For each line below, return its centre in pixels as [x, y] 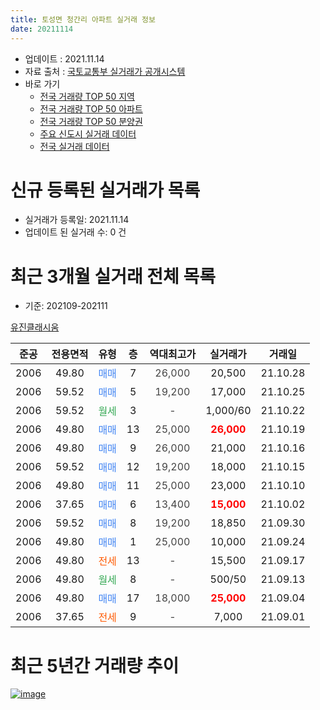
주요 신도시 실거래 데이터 [88, 133]
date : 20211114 [42, 29]
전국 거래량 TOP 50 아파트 [91, 108]
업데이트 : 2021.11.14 [64, 58]
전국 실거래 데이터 [74, 146]
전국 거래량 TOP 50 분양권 [91, 121]
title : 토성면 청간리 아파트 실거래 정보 [83, 19]
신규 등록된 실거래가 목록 [105, 190]
